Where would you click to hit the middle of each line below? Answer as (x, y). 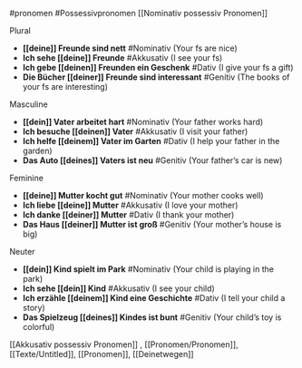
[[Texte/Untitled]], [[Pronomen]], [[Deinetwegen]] (102, 354)
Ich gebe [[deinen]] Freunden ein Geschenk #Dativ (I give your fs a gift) (158, 68)
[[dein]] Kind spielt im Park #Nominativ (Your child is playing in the (148, 269)
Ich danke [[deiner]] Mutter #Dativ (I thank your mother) (128, 215)
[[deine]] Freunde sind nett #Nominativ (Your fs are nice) (130, 48)
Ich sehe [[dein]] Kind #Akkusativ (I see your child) (118, 288)
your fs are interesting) (65, 87)
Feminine (26, 178)
